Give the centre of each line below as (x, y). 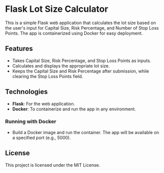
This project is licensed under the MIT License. (53, 165)
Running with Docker (31, 122)
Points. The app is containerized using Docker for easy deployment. (74, 33)
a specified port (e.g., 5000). (42, 138)
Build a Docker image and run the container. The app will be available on (85, 132)
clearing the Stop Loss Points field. (48, 76)
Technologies (27, 92)
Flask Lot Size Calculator (57, 9)
